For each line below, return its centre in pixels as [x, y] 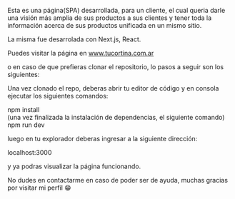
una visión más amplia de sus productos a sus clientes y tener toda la [110, 18]
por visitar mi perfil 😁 [39, 188]
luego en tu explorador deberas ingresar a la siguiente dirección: [102, 139]
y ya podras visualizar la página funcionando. [74, 166]
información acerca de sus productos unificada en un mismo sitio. [105, 25]
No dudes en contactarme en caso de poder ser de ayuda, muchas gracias [118, 180]
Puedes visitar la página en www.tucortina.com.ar [81, 53]
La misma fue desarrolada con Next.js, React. [74, 39]
